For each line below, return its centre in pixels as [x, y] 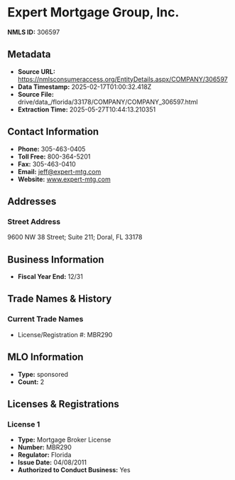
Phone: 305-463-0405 [51, 149]
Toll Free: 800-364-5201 [54, 156]
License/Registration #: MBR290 [65, 334]
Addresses [32, 201]
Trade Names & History [60, 299]
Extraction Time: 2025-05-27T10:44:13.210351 [87, 109]
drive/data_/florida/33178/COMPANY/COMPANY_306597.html [108, 102]
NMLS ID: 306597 [34, 32]
